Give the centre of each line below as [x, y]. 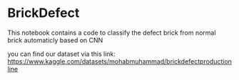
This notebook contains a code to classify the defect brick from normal [112, 33]
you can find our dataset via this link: [62, 54]
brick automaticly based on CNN [55, 40]
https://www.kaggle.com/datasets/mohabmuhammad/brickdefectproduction [119, 61]
